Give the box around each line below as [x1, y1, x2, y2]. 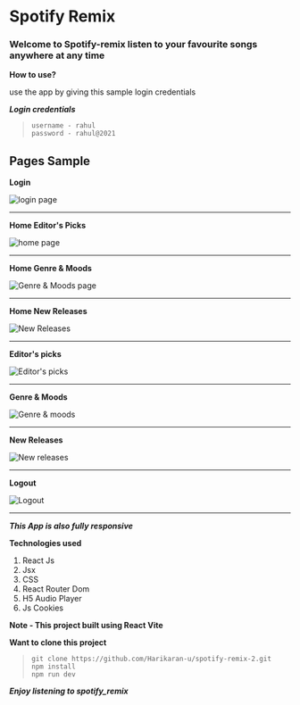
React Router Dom [21, 584, 90, 594]
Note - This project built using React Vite [9, 620, 163, 631]
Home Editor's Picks [9, 220, 87, 231]
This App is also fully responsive [9, 520, 134, 532]
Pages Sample [9, 153, 91, 169]
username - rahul [30, 121, 96, 130]
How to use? [9, 70, 56, 80]
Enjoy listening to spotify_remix [9, 685, 129, 697]
